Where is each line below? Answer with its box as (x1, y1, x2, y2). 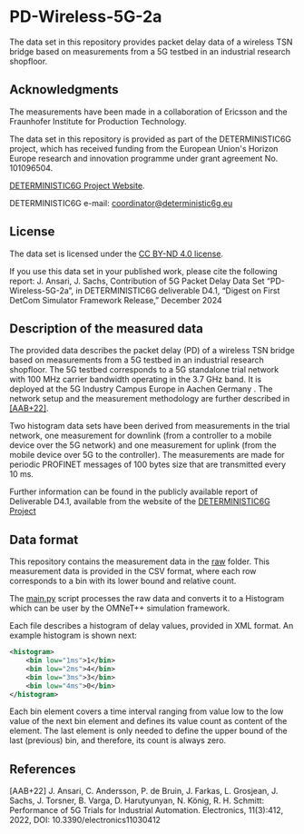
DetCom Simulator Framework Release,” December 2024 (9, 294, 222, 305)
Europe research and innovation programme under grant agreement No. (9, 153, 279, 164)
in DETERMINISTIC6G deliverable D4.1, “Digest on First (75, 284, 280, 296)
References (9, 761, 76, 777)
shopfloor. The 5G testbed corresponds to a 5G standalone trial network (9, 364, 279, 375)
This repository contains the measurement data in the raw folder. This (9, 556, 270, 567)
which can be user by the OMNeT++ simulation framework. (9, 602, 230, 614)
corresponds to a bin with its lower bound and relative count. (9, 575, 237, 587)
